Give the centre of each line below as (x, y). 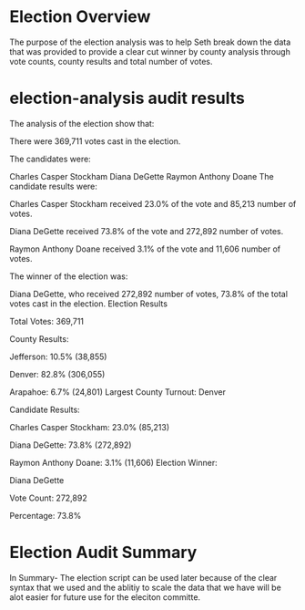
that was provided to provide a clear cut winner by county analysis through (150, 51)
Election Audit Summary (103, 553)
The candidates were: (50, 159)
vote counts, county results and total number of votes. (111, 61)
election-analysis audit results (127, 98)
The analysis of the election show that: (82, 123)
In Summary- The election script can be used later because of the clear (143, 577)
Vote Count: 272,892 (49, 498)
